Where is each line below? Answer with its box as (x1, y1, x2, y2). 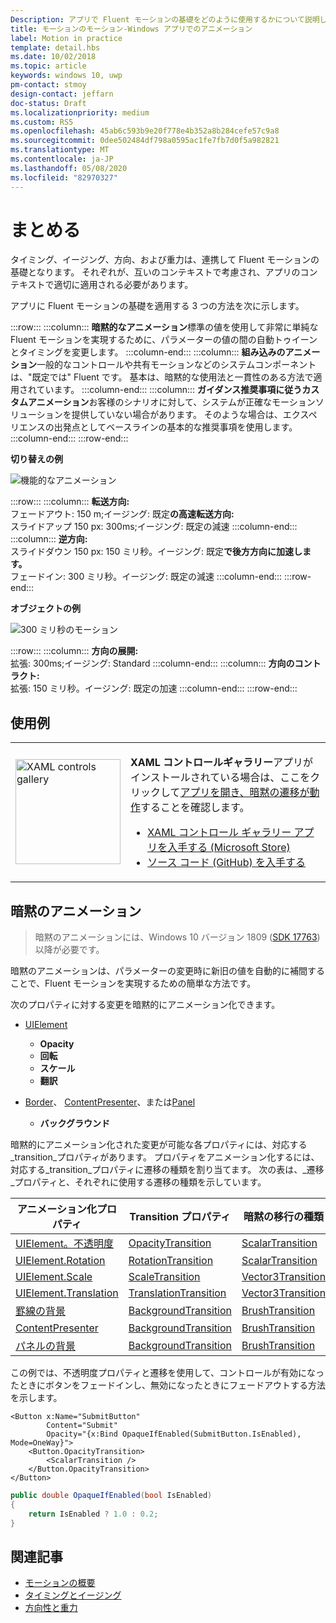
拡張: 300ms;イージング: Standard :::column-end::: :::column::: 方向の (10, 657, 295, 670)
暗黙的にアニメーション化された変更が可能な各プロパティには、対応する (10, 1139, 308, 1151)
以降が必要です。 (34, 944, 105, 956)
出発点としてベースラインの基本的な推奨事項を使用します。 (53, 421, 298, 433)
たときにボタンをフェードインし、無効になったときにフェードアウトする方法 (10, 1379, 326, 1391)
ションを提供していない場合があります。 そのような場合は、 (36, 409, 283, 421)
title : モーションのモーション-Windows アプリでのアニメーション (10, 24, 253, 34)
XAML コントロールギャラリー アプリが (130, 756, 314, 770)
